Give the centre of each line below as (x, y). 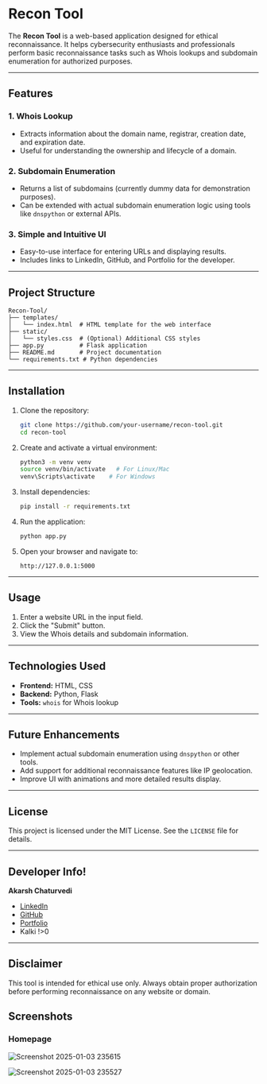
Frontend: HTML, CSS (56, 685)
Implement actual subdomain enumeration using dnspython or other (130, 754)
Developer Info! (47, 871)
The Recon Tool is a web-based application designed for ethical (113, 36)
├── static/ (28, 332)
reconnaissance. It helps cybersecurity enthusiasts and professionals (122, 44)
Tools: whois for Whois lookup (69, 702)
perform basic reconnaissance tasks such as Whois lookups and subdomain (133, 52)
